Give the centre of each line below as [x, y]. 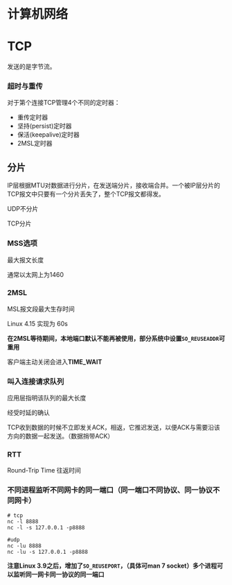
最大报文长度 [25, 260]
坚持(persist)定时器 [44, 126]
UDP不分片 [23, 209]
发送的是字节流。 [32, 67]
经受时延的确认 [28, 413]
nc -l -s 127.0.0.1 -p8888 [46, 527]
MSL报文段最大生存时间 [41, 309]
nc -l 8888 [23, 521]
